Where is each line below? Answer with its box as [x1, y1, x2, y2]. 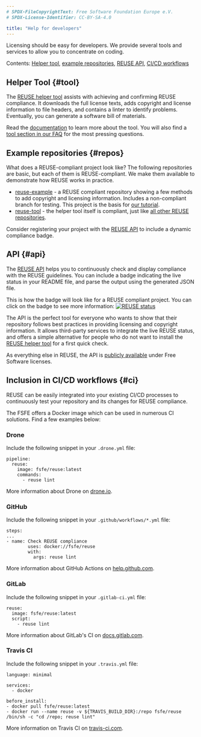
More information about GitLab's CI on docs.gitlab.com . [6, 631, 144, 638]
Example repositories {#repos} [6, 148, 125, 158]
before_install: [6, 698, 47, 704]
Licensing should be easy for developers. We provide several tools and [6, 42, 182, 49]
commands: [17, 472, 42, 478]
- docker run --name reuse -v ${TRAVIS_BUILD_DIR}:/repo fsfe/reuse [6, 708, 182, 715]
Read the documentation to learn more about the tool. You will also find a [6, 124, 187, 131]
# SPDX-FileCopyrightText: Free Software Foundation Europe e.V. [6, 8, 173, 15]
